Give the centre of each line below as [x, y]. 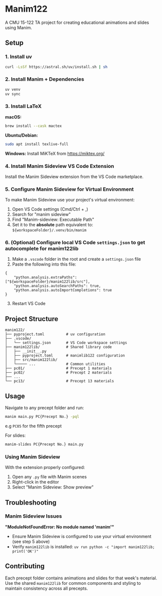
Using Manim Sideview [33, 457]
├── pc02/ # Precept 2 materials [58, 373]
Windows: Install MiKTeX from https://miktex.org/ [55, 153]
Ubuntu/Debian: [21, 135]
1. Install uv [19, 57]
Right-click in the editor [36, 482]
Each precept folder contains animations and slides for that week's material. [81, 578]
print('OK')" [25, 551]
